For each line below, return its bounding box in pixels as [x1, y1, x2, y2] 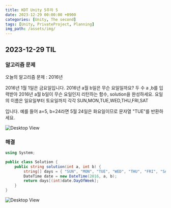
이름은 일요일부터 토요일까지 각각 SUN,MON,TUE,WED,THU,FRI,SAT [10, 97, 149, 103]
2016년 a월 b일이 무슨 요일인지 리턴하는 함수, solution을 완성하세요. [18, 91, 154, 97]
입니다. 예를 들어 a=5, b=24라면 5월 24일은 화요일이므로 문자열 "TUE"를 [5, 108, 150, 114]
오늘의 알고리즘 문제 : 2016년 [5, 74, 63, 80]
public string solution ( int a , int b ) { [14, 164, 101, 169]
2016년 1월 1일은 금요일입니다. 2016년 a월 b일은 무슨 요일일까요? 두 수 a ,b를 [5, 84, 158, 91]
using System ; [5, 151, 36, 156]
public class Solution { [5, 159, 58, 164]
